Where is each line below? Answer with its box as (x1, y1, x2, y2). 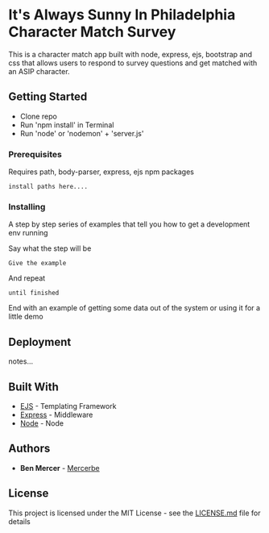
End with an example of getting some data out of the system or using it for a (8, 303, 260, 313)
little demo (8, 312, 43, 322)
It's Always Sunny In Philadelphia (8, 6, 236, 24)
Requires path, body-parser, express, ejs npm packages (8, 167, 195, 177)
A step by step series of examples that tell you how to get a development (8, 219, 250, 229)
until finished (8, 289, 60, 298)
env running (8, 228, 48, 238)
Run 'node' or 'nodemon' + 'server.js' (19, 128, 144, 138)
